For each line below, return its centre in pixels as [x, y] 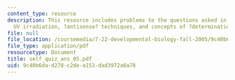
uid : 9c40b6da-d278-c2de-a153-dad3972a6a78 [72, 65]
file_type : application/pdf [48, 46]
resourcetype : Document [42, 53]
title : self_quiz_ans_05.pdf [50, 59]
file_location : [29, 40]
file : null [23, 33]
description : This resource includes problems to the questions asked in [117, 20]
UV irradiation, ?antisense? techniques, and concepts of [100, 26]
